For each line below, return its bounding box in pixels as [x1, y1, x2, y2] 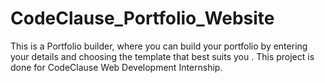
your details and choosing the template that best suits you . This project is [10, 50, 315, 62]
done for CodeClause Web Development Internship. [10, 61, 223, 73]
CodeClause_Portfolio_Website [10, 7, 275, 30]
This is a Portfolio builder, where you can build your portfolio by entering [10, 40, 308, 52]
